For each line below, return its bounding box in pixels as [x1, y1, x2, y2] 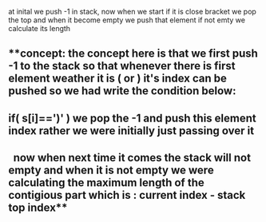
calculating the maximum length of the [8, 176, 205, 190]
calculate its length [8, 24, 70, 33]
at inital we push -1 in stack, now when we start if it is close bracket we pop [8, 7, 257, 16]
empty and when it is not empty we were [8, 164, 214, 177]
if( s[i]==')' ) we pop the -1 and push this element [8, 111, 257, 125]
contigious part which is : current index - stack [8, 188, 246, 202]
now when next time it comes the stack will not [13, 151, 252, 165]
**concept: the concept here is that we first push [8, 47, 258, 61]
